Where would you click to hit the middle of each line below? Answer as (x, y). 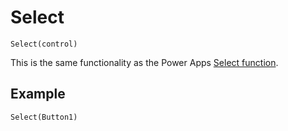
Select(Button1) (44, 117)
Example (38, 94)
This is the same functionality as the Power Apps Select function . (144, 62)
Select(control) (44, 44)
